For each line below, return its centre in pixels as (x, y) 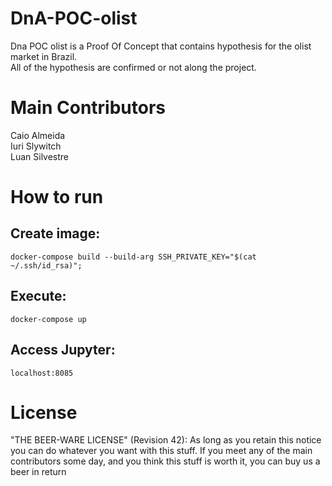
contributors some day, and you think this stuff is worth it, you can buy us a (165, 461)
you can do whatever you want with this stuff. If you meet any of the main (161, 451)
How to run (57, 197)
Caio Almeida (38, 135)
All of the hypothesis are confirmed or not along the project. (133, 67)
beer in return (38, 472)
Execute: (38, 296)
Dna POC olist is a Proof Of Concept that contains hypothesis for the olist (161, 46)
